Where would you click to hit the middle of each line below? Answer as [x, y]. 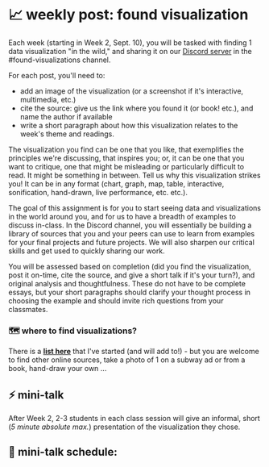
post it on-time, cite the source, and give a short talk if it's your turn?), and [132, 275]
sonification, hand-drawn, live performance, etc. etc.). [98, 192]
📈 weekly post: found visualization [128, 15]
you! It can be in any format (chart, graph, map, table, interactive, [116, 183]
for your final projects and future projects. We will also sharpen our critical [132, 242]
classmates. [28, 309]
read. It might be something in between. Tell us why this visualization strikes [134, 175]
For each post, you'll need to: [57, 75]
